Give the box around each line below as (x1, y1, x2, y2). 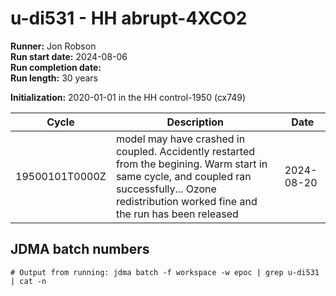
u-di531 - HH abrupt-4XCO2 (10, 7, 248, 30)
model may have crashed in (115, 132, 246, 146)
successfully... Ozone (115, 182, 217, 196)
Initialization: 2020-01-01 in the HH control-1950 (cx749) (10, 91, 247, 103)
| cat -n (10, 276, 47, 286)
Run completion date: (10, 61, 102, 73)
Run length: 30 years (10, 72, 98, 84)
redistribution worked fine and (115, 194, 258, 208)
